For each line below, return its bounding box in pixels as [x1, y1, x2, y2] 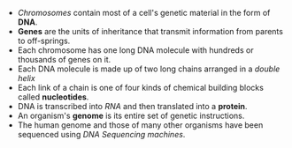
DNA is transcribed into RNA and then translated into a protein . [17, 101, 248, 111]
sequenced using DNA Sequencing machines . [17, 129, 186, 139]
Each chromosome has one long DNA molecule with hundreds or [17, 45, 254, 55]
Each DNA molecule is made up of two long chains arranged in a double [17, 63, 280, 74]
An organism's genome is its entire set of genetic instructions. [17, 110, 245, 121]
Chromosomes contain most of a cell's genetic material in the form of [17, 8, 271, 18]
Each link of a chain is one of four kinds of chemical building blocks [17, 83, 264, 92]
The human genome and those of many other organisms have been [17, 120, 264, 130]
